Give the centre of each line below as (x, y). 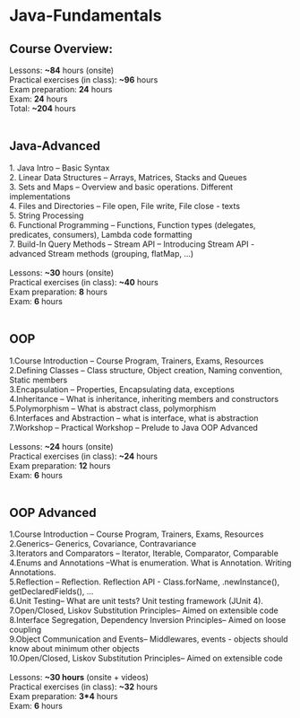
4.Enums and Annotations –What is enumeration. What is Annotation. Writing (150, 563)
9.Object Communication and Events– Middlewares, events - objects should (149, 639)
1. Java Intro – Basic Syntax (60, 168)
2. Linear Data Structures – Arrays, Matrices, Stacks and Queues (129, 177)
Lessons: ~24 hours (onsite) (61, 446)
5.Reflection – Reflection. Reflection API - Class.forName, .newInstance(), (145, 582)
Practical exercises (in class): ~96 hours (84, 80)
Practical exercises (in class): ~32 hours (84, 687)
